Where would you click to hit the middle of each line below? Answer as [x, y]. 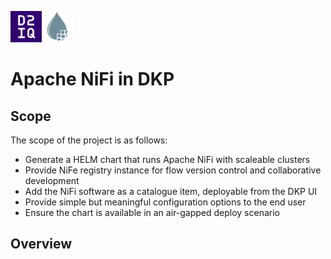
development [52, 180]
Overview [41, 244]
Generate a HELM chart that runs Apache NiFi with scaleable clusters [167, 159]
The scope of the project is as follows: [89, 140]
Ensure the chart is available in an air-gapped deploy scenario [152, 212]
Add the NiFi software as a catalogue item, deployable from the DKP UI [171, 191]
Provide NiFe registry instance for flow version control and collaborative [173, 170]
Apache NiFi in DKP [92, 79]
